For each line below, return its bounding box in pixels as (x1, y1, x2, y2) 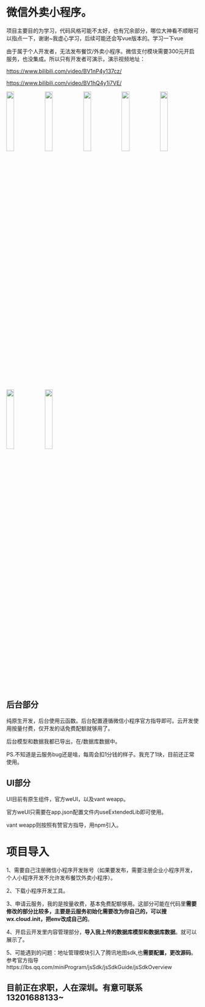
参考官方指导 (6, 956, 38, 964)
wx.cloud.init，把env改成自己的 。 (6, 915, 93, 923)
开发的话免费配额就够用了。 (43, 725, 113, 732)
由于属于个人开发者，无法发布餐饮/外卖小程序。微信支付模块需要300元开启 (6, 47, 195, 55)
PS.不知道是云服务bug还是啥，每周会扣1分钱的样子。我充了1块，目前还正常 (6, 750, 195, 758)
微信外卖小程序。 (6, 5, 93, 20)
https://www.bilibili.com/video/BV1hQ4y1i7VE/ (6, 79, 122, 86)
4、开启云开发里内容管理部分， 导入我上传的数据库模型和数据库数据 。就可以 (6, 928, 197, 936)
